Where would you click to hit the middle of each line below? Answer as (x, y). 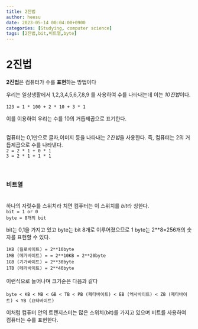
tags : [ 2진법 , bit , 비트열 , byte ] (41, 34)
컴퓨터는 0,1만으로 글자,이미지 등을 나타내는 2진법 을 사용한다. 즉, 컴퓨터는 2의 (95, 138)
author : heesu (24, 17)
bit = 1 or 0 (22, 212)
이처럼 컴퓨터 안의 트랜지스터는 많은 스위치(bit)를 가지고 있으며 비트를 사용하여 (96, 312)
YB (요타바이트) (38, 301)
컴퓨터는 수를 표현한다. (32, 320)
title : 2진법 (21, 12)
